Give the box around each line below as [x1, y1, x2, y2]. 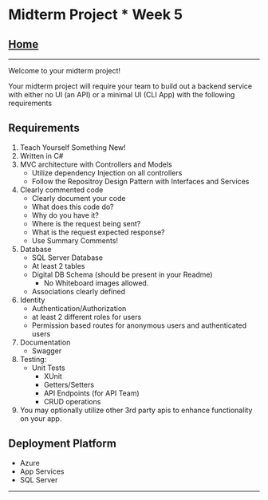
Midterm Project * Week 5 [8, 6, 183, 24]
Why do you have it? [31, 210, 100, 220]
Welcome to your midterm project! [8, 66, 121, 75]
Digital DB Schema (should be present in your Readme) [31, 270, 213, 279]
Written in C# [19, 151, 64, 160]
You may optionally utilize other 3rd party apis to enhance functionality [19, 405, 253, 415]
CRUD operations [43, 396, 101, 406]
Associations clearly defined [31, 286, 126, 296]
